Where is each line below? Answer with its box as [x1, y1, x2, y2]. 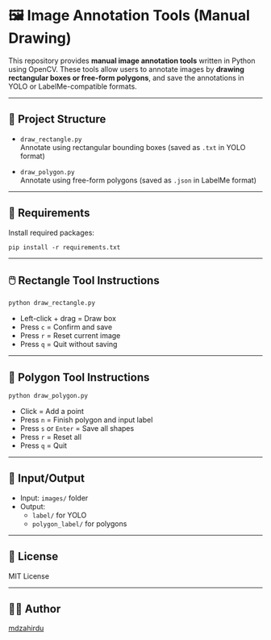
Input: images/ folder [19, 493, 89, 503]
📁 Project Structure [8, 112, 106, 126]
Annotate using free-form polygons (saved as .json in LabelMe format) [19, 175, 256, 185]
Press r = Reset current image [19, 331, 121, 341]
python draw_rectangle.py [8, 299, 95, 307]
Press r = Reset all [19, 432, 82, 441]
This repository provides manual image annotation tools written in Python [8, 56, 256, 65]
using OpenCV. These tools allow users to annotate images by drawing [8, 64, 244, 73]
